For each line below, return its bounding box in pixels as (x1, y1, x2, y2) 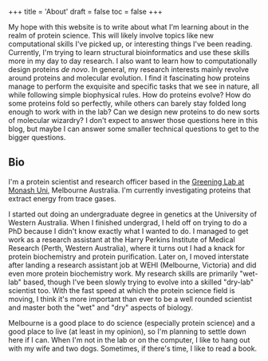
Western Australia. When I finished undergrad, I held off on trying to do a (8, 217, 247, 227)
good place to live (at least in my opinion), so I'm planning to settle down (8, 327, 247, 336)
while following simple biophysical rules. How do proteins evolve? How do (8, 90, 251, 99)
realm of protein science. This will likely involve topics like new (8, 31, 214, 40)
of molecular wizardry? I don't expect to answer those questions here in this (8, 116, 258, 125)
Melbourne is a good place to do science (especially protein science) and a (8, 318, 255, 327)
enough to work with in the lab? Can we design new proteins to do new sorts (8, 107, 260, 117)
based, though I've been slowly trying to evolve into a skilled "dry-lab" (23, 277, 254, 287)
